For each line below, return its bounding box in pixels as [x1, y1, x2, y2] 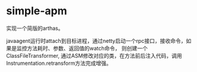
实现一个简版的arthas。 [6, 24, 64, 32]
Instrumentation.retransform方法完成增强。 [6, 60, 112, 67]
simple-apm [6, 4, 67, 18]
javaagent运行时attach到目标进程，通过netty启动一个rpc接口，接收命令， [6, 37, 186, 44]
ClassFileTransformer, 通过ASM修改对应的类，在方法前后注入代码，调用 [6, 52, 183, 59]
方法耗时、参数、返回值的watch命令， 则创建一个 [26, 45, 148, 52]
